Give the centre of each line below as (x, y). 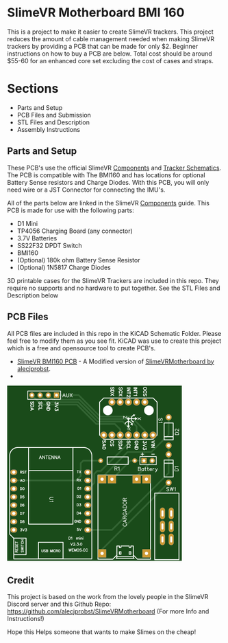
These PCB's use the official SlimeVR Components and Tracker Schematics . (114, 168)
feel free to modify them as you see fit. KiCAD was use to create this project (114, 341)
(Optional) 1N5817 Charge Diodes (64, 267)
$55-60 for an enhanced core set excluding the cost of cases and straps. (111, 60)
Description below (33, 295)
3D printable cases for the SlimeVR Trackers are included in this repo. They (113, 280)
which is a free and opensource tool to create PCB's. (81, 348)
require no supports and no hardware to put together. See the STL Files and (114, 288)
